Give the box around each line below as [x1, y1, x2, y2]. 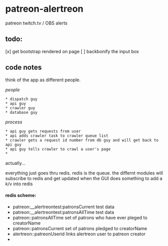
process [5, 118, 22, 125]
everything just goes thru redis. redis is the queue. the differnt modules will [5, 169, 163, 176]
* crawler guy [5, 105, 36, 110]
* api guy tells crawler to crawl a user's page [5, 146, 111, 152]
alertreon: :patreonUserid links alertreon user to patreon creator [12, 231, 146, 237]
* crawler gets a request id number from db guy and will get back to [5, 137, 159, 143]
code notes [5, 63, 42, 72]
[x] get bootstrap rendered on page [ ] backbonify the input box [5, 48, 139, 54]
